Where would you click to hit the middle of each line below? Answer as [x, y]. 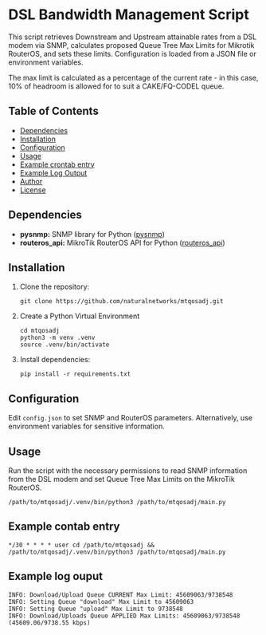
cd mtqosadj [39, 331]
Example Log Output [53, 172]
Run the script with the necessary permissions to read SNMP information [128, 471]
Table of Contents [54, 111]
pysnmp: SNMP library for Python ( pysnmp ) [92, 234]
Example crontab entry [57, 164]
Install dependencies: [55, 360]
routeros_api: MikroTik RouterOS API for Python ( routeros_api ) [122, 243]
